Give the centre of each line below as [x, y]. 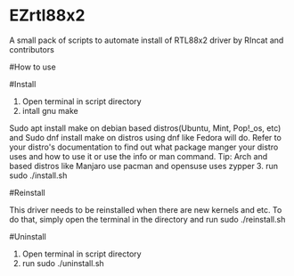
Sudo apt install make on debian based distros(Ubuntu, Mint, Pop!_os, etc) [145, 128]
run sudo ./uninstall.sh [63, 263]
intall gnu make [50, 110]
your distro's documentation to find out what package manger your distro [144, 147]
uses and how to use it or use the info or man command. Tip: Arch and [139, 156]
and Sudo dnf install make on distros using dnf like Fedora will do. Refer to [146, 137]
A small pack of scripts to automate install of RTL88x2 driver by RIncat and [147, 40]
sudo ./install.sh [38, 175]
